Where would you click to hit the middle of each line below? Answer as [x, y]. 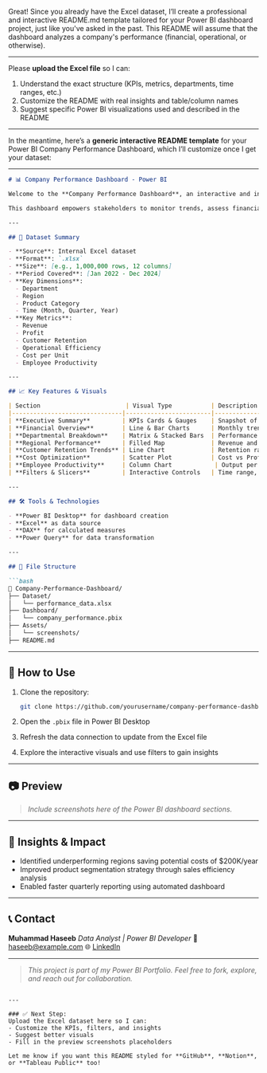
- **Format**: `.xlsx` [46, 259]
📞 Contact [32, 919]
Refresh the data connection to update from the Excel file [113, 737]
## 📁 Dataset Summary [44, 237]
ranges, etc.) [41, 92]
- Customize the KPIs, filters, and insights [85, 1028]
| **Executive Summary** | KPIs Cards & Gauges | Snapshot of [133, 421]
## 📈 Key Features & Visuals [58, 391]
